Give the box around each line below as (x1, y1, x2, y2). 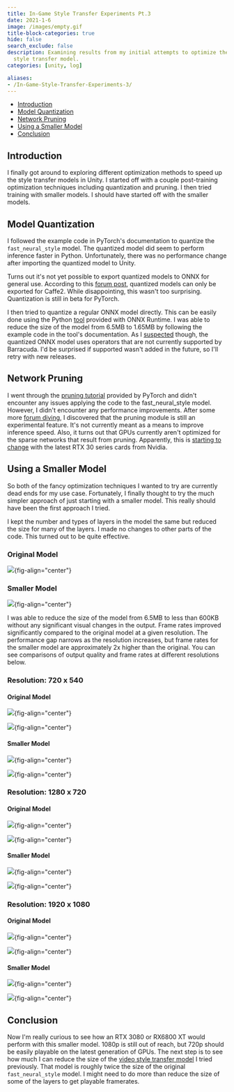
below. (7, 658, 26, 666)
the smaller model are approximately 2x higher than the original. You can (7, 643, 216, 652)
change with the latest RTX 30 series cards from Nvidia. (7, 443, 168, 451)
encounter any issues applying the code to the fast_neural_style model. (7, 398, 212, 407)
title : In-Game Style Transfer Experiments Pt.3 (7, 10, 151, 17)
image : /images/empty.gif (7, 23, 82, 30)
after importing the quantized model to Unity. (7, 259, 136, 267)
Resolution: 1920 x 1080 (7, 899, 91, 909)
